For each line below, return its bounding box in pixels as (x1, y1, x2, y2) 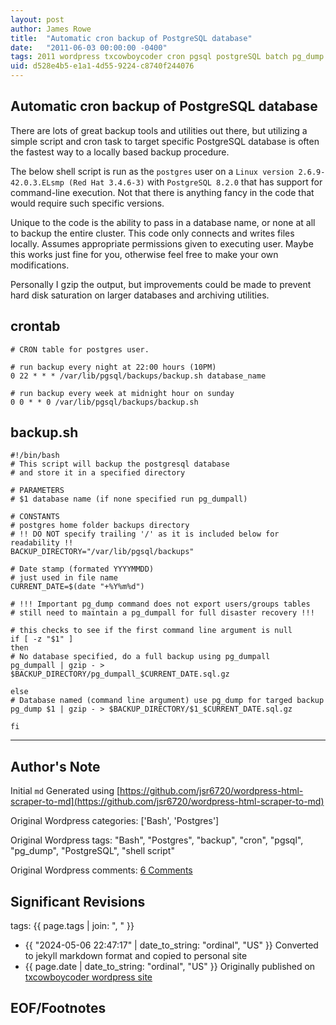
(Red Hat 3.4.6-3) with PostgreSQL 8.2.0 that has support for (68, 176, 323, 188)
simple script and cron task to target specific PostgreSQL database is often (10, 135, 320, 147)
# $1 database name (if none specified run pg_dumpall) (10, 494, 248, 505)
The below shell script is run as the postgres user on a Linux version (10, 165, 295, 177)
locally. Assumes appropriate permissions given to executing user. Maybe (10, 237, 314, 250)
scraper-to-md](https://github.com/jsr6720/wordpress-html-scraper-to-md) (10, 796, 325, 808)
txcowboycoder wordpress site (24, 971, 153, 983)
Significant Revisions (10, 893, 146, 910)
